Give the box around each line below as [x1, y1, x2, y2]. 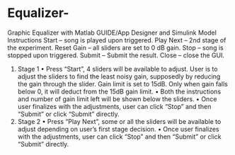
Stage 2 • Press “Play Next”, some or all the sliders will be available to [17, 117, 222, 125]
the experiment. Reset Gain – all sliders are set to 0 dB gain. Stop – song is [7, 43, 224, 52]
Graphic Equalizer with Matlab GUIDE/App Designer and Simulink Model [7, 28, 217, 37]
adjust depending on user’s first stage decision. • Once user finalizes [17, 125, 219, 133]
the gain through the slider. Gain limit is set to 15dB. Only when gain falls [17, 79, 228, 88]
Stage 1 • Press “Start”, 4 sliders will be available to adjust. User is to [17, 64, 218, 73]
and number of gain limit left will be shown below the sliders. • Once [17, 94, 217, 103]
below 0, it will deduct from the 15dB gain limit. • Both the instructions [17, 87, 222, 96]
